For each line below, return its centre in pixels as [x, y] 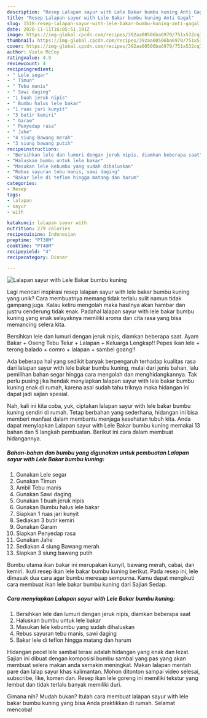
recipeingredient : [30, 69]
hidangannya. [24, 439]
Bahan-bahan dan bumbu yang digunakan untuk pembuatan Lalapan [98, 453]
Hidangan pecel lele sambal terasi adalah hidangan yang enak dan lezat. [98, 652]
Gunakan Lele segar [41, 475]
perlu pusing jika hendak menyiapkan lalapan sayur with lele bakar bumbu [100, 381]
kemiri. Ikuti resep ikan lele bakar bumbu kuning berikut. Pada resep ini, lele [103, 571]
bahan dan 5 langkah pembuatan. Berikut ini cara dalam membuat [90, 432]
